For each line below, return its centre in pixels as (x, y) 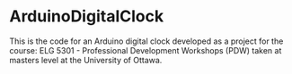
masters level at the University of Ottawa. (86, 60)
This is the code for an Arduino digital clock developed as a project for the (146, 41)
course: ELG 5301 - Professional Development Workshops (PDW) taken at (146, 50)
